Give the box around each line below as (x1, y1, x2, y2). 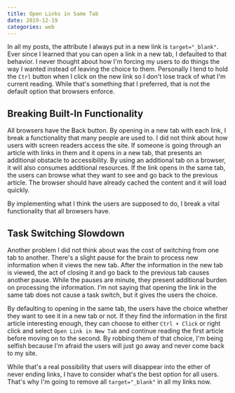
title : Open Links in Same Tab (7, 10, 99, 18)
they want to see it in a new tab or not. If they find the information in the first (7, 312, 227, 320)
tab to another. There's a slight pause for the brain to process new (7, 253, 199, 262)
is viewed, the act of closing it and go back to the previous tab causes (7, 268, 210, 277)
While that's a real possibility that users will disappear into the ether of (7, 363, 210, 371)
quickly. (7, 186, 30, 194)
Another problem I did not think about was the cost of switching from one (7, 246, 220, 254)
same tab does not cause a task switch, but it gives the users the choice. (7, 291, 218, 299)
